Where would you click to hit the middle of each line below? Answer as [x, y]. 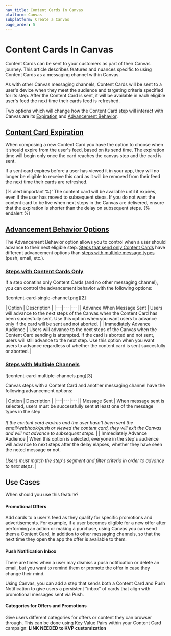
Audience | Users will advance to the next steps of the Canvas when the [81, 330]
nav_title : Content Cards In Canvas [44, 10]
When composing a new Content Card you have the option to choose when [84, 145]
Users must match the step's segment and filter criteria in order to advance [85, 460]
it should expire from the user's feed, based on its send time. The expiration [85, 150]
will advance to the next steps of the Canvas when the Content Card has [81, 313]
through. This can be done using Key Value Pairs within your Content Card [83, 623]
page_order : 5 [20, 24]
